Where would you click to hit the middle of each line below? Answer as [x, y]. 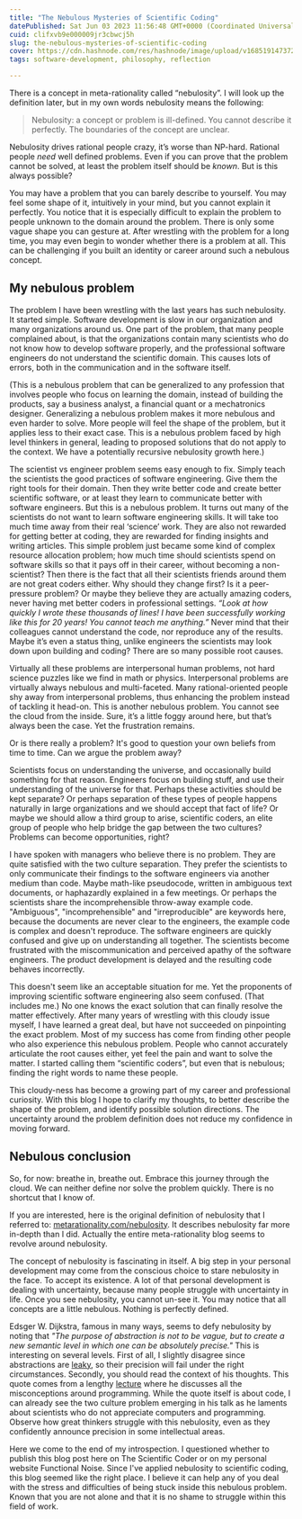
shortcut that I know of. [53, 1197]
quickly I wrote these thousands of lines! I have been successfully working [147, 612]
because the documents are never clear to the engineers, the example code [150, 921]
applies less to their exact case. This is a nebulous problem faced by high [145, 432]
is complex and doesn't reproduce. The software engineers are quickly [141, 930]
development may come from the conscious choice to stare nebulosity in [144, 1271]
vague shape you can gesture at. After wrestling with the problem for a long [149, 231]
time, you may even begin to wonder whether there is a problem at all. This [147, 241]
